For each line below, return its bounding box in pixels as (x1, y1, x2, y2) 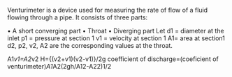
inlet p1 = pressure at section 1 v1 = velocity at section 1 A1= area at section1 (7, 34, 225, 42)
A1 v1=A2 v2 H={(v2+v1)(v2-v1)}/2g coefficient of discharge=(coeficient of (7, 55, 219, 63)
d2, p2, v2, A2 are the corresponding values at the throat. (7, 42, 173, 49)
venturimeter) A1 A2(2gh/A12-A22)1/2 (7, 62, 112, 70)
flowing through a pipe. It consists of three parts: (7, 13, 148, 22)
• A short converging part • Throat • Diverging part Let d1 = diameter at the (7, 27, 225, 35)
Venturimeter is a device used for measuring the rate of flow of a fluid (7, 6, 208, 14)
